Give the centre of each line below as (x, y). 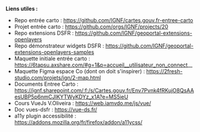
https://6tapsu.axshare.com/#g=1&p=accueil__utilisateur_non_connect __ (103, 65)
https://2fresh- (164, 71)
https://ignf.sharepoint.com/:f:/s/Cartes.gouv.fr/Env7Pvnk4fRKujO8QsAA (104, 90)
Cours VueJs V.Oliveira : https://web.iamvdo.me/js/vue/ (83, 103)
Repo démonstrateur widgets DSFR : (59, 46)
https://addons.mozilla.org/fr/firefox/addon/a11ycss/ (78, 122)
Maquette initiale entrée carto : (52, 58)
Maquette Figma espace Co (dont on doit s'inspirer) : (79, 71)
